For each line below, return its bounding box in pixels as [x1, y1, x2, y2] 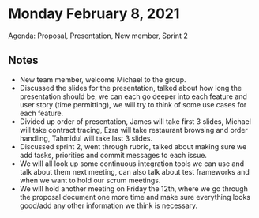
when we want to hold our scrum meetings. [19, 175, 161, 185]
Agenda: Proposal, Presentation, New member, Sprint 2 [8, 31, 188, 40]
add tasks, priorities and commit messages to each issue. [19, 150, 208, 160]
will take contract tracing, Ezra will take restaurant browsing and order [19, 125, 249, 134]
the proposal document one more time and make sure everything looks [19, 192, 251, 201]
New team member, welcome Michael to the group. [19, 74, 187, 84]
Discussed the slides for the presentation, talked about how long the [19, 83, 242, 92]
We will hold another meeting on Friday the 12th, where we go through [19, 183, 249, 194]
